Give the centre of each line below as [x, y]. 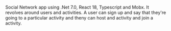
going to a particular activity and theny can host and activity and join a [79, 18]
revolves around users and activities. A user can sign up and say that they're [86, 12]
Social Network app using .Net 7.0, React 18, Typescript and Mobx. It [77, 7]
